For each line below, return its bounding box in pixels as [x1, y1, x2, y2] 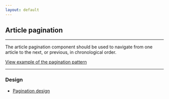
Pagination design [12, 87, 50, 93]
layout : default [5, 7, 39, 13]
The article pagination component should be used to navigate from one [5, 44, 153, 50]
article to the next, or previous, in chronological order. [5, 49, 117, 55]
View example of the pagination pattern [5, 59, 87, 65]
